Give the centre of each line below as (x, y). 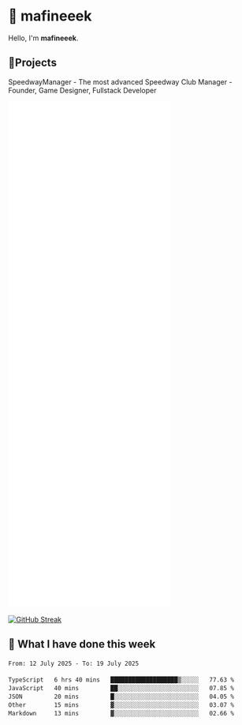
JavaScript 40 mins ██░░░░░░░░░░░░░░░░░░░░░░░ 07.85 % (121, 689)
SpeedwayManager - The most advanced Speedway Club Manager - (120, 81)
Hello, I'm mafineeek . (43, 38)
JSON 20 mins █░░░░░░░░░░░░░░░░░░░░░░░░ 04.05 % (121, 697)
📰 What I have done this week (82, 644)
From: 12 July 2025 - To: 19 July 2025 (74, 663)
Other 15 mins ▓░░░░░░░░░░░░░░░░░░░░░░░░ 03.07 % (121, 705)
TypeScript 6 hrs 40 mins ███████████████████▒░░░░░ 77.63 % (121, 680)
